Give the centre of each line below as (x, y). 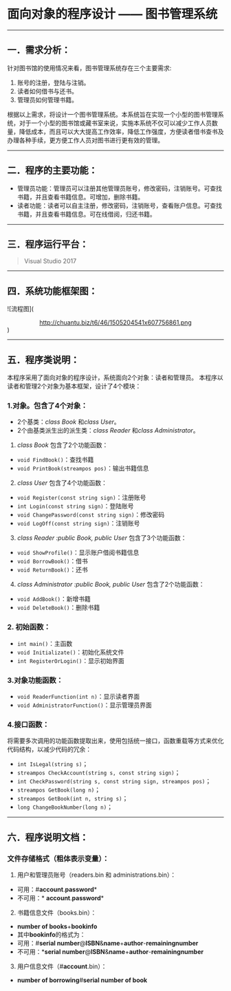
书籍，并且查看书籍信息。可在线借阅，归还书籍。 (86, 214)
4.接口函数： (28, 724)
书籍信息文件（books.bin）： (57, 913)
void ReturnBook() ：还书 (52, 570)
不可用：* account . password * (60, 897)
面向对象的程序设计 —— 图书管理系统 (112, 14)
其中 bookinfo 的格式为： (51, 934)
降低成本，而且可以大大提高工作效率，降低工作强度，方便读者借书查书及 (121, 131)
